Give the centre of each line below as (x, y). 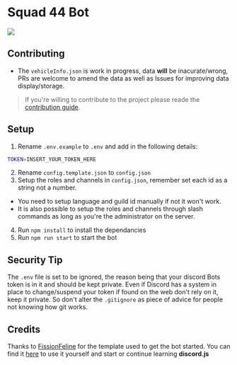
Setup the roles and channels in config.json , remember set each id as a (122, 180)
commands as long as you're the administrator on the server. (106, 216)
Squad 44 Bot (48, 12)
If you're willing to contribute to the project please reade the (112, 99)
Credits (24, 329)
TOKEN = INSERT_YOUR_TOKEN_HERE (52, 159)
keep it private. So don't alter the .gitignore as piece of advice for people (115, 300)
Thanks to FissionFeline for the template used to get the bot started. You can (119, 347)
